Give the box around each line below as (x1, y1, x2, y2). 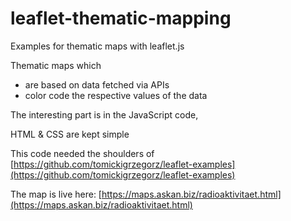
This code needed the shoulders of (10, 147, 155, 159)
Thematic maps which (10, 59, 102, 71)
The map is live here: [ (10, 188, 102, 200)
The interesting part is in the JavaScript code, (10, 108, 199, 121)
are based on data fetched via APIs (24, 78, 170, 91)
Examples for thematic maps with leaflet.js (10, 40, 185, 52)
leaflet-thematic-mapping (10, 7, 232, 30)
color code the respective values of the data (24, 89, 208, 101)
